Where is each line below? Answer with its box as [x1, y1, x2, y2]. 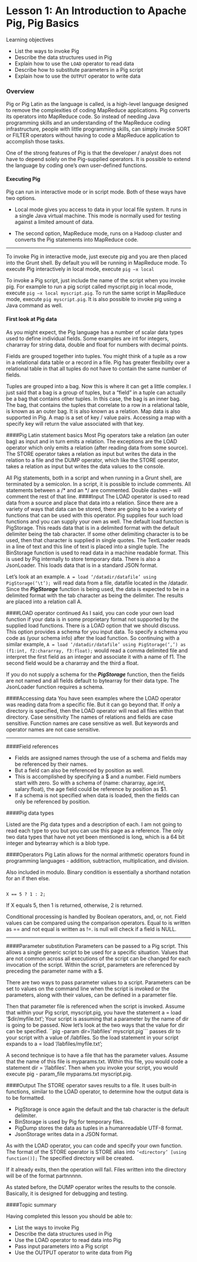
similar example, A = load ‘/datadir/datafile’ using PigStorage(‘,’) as [6, 640, 186, 647]
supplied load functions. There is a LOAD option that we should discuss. [6, 622, 180, 629]
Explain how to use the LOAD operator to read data [14, 60, 134, 67]
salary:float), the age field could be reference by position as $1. [14, 785, 168, 792]
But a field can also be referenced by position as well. [14, 766, 145, 774]
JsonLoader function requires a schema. [6, 683, 104, 690]
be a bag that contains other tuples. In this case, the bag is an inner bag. [6, 395, 181, 402]
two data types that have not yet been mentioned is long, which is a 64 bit [6, 833, 185, 840]
